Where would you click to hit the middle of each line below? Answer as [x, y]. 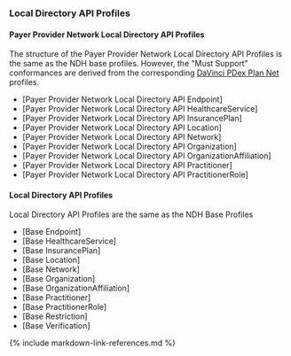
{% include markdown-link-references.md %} [92, 343]
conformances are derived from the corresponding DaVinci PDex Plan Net [144, 73]
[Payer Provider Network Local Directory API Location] [122, 128]
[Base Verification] [56, 326]
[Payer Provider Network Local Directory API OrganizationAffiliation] [147, 156]
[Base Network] [51, 269]
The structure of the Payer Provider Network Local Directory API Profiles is [145, 54]
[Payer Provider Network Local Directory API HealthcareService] [140, 109]
